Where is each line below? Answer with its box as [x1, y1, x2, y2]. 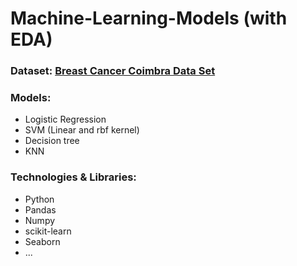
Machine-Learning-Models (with [10, 7, 288, 30]
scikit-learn [24, 225, 72, 237]
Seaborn [24, 235, 61, 247]
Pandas [24, 203, 57, 216]
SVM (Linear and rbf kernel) [24, 124, 140, 136]
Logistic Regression [24, 113, 107, 126]
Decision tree [24, 135, 80, 147]
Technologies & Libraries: [10, 170, 137, 184]
